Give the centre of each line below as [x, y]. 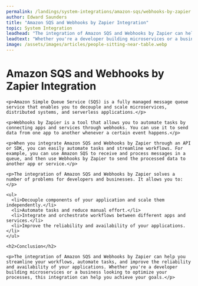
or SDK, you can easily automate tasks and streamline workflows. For [95, 148]
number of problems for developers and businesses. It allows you [89, 179]
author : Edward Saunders [37, 17]
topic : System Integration [39, 28]
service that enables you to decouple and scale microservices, [87, 107]
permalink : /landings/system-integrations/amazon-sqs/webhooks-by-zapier [99, 11]
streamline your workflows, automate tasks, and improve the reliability [99, 262]
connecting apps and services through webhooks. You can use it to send [97, 127]
